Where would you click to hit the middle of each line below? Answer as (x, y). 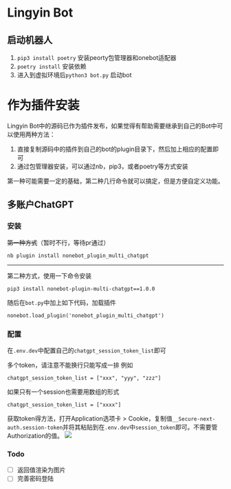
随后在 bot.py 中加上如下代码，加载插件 (62, 302)
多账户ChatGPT (41, 205)
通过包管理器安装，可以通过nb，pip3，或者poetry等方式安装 (102, 166)
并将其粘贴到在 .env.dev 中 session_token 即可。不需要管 (140, 427)
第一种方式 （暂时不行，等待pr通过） (58, 242)
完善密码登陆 (35, 479)
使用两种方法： (34, 134)
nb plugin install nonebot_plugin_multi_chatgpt (78, 256)
